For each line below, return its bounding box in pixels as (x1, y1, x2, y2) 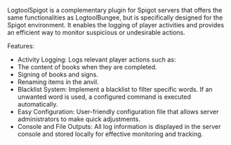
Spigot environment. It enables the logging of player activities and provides (7, 21, 225, 29)
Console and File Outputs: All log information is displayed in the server (17, 123, 221, 130)
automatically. (17, 100, 58, 108)
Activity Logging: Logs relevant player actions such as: (17, 55, 176, 64)
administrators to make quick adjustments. (17, 115, 140, 123)
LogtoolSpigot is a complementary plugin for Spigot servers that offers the (7, 6, 223, 14)
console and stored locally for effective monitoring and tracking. (17, 130, 204, 138)
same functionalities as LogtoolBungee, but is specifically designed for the (7, 13, 223, 22)
